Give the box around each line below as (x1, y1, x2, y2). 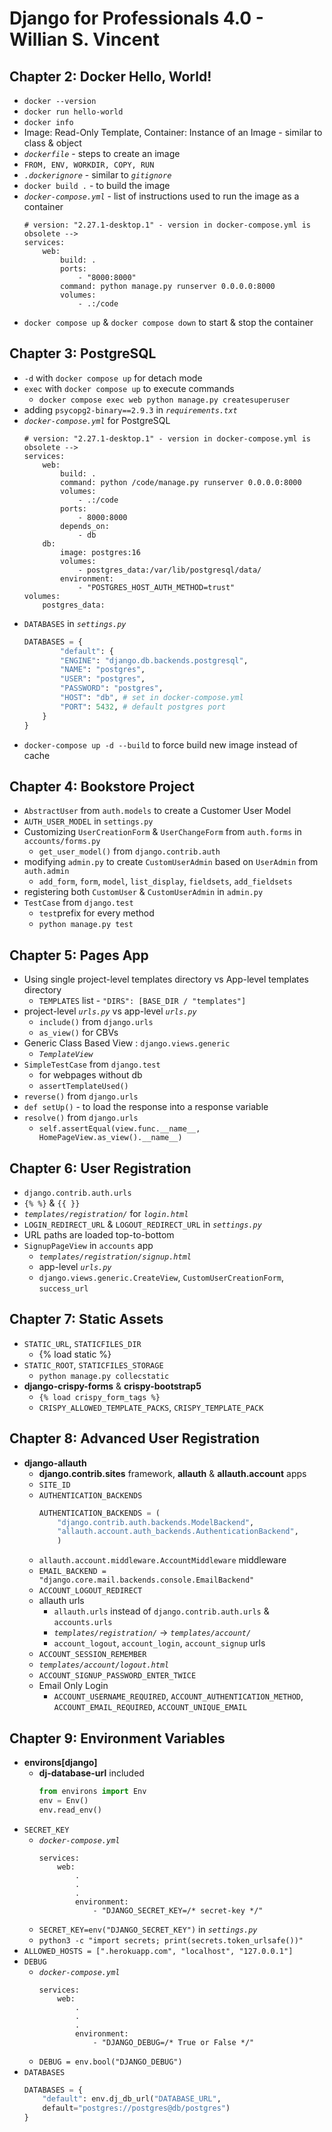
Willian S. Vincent (9, 28, 160, 51)
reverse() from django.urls (23, 1090, 139, 1102)
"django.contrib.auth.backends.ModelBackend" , (57, 1517, 255, 1527)
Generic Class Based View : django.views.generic (23, 1037, 231, 1049)
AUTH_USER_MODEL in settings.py (23, 815, 154, 827)
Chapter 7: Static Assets (9, 1311, 164, 1328)
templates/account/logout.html (38, 1660, 170, 1671)
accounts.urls (53, 1618, 113, 1628)
